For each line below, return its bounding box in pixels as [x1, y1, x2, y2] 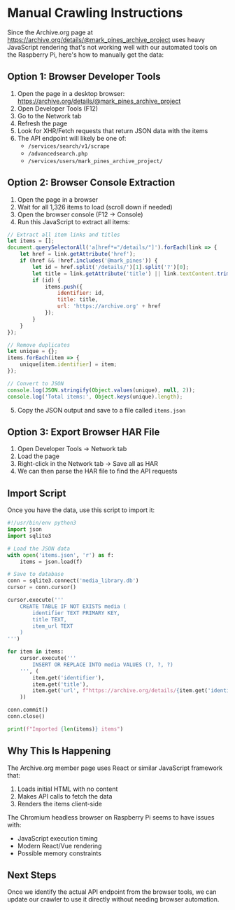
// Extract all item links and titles [7, 231, 120, 238]
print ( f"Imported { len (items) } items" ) [7, 725, 124, 733]
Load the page [17, 452, 59, 460]
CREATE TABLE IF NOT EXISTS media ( [20, 602, 127, 610]
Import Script [7, 487, 66, 499]
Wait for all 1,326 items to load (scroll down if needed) [17, 202, 173, 211]
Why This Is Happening [7, 745, 111, 757]
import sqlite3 [7, 532, 52, 539]
